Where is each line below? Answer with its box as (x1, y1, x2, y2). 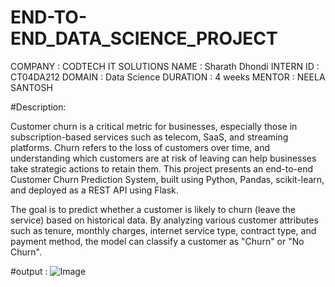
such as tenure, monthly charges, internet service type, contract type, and (10, 224, 317, 236)
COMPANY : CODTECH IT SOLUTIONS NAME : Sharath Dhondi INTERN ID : (10, 60, 320, 72)
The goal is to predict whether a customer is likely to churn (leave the (10, 203, 297, 215)
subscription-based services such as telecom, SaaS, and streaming (10, 131, 289, 143)
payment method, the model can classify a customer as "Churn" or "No (10, 235, 305, 247)
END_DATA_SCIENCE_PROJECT (10, 27, 278, 50)
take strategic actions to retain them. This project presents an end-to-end (10, 162, 314, 175)
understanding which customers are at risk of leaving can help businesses (10, 152, 317, 164)
